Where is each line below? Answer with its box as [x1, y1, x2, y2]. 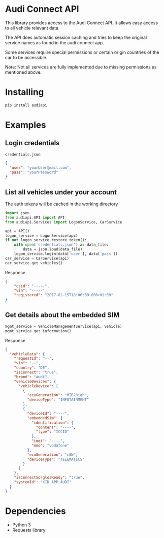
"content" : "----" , [36, 425, 76, 430]
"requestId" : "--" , [14, 356, 54, 361]
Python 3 [12, 522, 31, 528]
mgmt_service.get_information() [5, 328, 71, 333]
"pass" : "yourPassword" [9, 170, 58, 175]
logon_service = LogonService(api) [5, 233, 78, 238]
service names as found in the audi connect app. [5, 39, 104, 45]
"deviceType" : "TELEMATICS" [27, 457, 85, 462]
